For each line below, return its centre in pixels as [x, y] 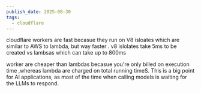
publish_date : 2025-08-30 [38, 12]
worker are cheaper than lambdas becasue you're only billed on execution [98, 64]
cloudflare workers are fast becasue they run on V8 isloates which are [93, 40]
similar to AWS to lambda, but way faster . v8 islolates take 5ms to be [91, 46]
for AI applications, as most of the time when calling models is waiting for [97, 77]
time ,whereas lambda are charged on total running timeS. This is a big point [100, 71]
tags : [13, 17]
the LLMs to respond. [32, 83]
